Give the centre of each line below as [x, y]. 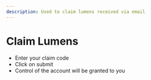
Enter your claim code [42, 58]
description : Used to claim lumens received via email [76, 12]
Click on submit [34, 64]
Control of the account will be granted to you [70, 70]
